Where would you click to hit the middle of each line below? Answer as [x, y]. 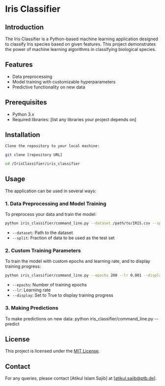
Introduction [25, 27]
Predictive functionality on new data [49, 87]
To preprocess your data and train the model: [51, 214]
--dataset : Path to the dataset [42, 233]
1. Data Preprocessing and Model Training [56, 204]
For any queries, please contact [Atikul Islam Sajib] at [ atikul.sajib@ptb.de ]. [81, 378]
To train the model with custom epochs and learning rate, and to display [78, 261]
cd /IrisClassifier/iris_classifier [42, 164]
